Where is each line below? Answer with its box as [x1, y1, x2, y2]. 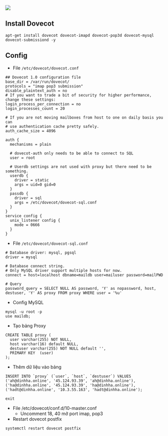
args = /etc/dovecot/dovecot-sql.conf [14, 200, 97, 205]
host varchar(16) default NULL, [10, 341, 79, 347]
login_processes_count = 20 [5, 106, 65, 111]
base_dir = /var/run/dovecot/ [5, 79, 70, 84]
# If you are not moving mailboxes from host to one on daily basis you [5, 115, 163, 120]
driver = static [14, 177, 50, 182]
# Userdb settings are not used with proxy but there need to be [10, 164, 152, 169]
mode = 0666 [14, 222, 40, 227]
